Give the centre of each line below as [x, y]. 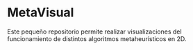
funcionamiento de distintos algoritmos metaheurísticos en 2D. [97, 38]
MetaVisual [41, 13]
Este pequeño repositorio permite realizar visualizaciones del [94, 32]
